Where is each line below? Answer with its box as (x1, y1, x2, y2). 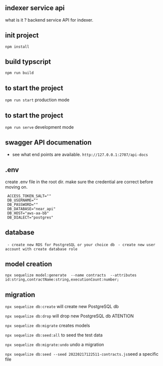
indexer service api (5, 4, 65, 12)
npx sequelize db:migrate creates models (5, 323, 91, 329)
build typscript (5, 57, 51, 66)
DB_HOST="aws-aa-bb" (7, 211, 49, 216)
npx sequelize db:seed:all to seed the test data (5, 332, 103, 338)
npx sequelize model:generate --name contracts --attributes (5, 273, 137, 278)
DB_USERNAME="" (7, 197, 38, 203)
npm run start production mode (5, 97, 70, 103)
